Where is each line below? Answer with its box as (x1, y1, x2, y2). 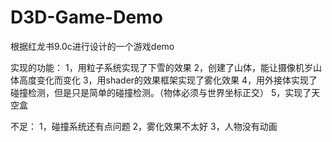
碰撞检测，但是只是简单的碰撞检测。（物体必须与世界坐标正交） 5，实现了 (10, 86, 312, 98)
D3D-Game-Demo (10, 6, 163, 29)
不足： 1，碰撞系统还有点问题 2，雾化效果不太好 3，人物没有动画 (10, 120, 278, 132)
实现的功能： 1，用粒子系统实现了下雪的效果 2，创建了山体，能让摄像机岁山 (10, 61, 323, 73)
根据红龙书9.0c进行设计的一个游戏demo (10, 40, 175, 52)
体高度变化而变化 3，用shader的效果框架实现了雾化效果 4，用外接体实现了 (10, 74, 318, 86)
